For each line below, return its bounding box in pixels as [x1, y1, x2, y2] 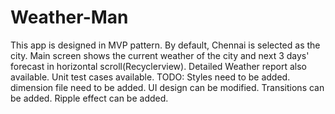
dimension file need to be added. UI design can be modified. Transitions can [10, 81, 325, 93]
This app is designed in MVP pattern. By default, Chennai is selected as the [10, 39, 321, 51]
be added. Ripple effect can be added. [10, 92, 169, 104]
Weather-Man [10, 6, 129, 29]
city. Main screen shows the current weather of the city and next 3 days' [10, 49, 310, 61]
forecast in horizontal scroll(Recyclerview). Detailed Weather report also [10, 60, 308, 72]
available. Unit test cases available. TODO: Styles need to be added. [10, 71, 291, 83]
